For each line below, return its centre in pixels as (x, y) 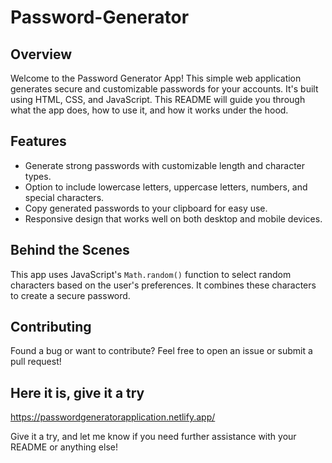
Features (38, 141)
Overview (41, 54)
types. (38, 176)
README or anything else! (64, 447)
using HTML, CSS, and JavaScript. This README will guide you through (158, 99)
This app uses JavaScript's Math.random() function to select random (151, 274)
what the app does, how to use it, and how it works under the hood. (149, 110)
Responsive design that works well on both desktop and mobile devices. (173, 218)
